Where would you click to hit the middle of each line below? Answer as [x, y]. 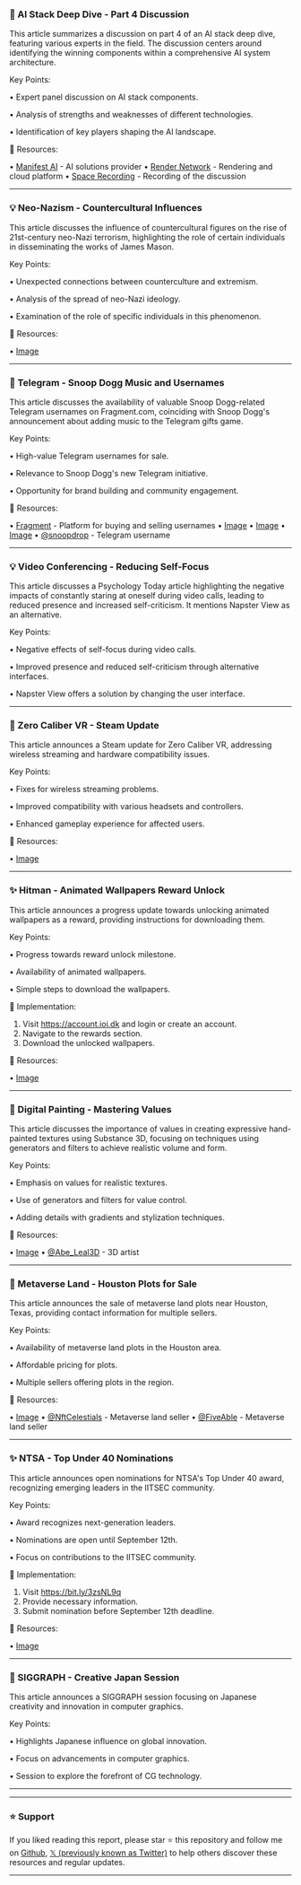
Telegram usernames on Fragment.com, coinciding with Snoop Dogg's [140, 411]
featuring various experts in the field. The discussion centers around [136, 43]
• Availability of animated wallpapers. [78, 972]
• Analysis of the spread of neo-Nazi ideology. [95, 299]
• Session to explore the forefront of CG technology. [106, 1776]
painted [23, 1139]
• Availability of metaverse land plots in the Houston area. [116, 1348]
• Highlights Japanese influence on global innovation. [108, 1741]
